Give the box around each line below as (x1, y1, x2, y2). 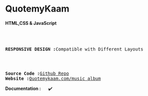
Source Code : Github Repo (5, 71, 69, 76)
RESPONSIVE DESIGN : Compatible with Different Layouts (5, 46, 143, 52)
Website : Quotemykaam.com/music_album (5, 76, 101, 81)
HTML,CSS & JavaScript (5, 20, 57, 26)
